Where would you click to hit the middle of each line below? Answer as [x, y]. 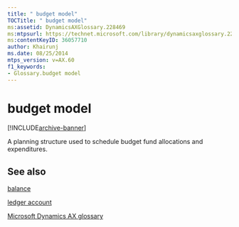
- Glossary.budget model [44, 73]
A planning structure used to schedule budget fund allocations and [105, 142]
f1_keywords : [27, 67]
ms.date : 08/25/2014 [38, 54]
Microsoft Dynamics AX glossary [55, 216]
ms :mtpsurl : [25, 34]
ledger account [30, 202]
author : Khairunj [33, 47]
